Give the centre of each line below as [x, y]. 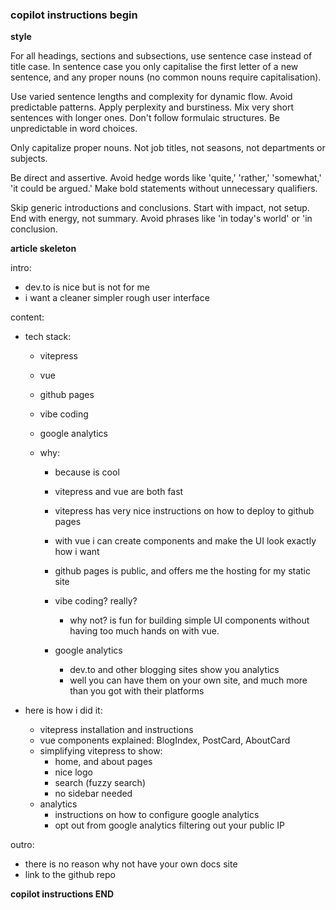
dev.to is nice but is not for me [87, 287]
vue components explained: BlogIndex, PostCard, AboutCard [165, 740]
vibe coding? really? [96, 601]
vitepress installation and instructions [116, 730]
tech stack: [48, 337]
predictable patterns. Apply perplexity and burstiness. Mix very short [152, 107]
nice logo [73, 772]
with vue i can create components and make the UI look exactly [185, 541]
